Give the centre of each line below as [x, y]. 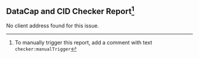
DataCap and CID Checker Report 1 [70, 11]
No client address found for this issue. [53, 25]
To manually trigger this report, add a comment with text [84, 42]
